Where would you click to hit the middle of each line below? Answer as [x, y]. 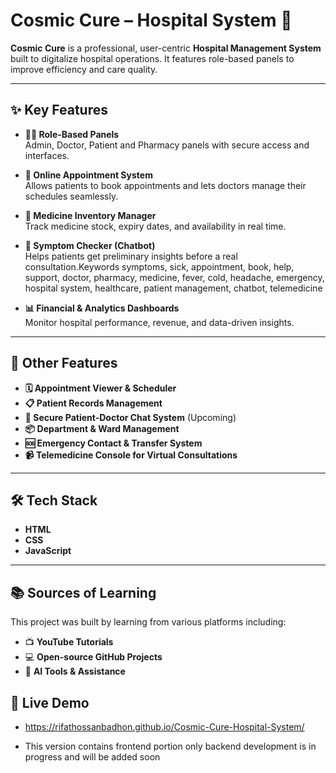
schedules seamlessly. [71, 196]
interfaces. [47, 155]
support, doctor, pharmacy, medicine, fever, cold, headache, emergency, [174, 277]
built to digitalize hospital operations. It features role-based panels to [152, 58]
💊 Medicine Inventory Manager [90, 215]
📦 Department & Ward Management [102, 428]
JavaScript [48, 551]
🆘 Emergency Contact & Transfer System [113, 443]
